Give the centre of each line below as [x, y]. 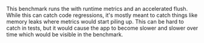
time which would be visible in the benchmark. [65, 35]
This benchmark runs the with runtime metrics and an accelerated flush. [97, 9]
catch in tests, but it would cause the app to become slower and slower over [102, 28]
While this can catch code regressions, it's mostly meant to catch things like [102, 15]
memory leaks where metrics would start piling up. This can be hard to [95, 21]
